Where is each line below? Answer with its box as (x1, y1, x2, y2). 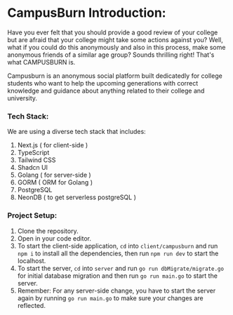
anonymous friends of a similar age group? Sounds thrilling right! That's (7, 51, 215, 59)
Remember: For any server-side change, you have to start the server (17, 286, 216, 295)
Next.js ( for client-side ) (17, 141, 88, 149)
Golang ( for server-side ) (17, 170, 91, 180)
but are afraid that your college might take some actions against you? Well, (7, 35, 223, 43)
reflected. (17, 301, 46, 309)
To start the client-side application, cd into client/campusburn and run (17, 241, 218, 250)
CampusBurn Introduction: (7, 5, 166, 21)
